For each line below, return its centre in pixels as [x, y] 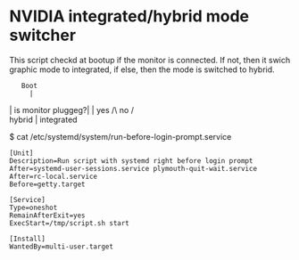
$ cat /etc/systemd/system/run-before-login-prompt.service [120, 136]
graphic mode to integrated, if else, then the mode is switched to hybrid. [142, 69]
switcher [43, 35]
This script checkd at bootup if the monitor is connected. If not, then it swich [150, 60]
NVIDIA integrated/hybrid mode [129, 16]
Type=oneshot [33, 207]
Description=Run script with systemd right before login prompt [131, 161]
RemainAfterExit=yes [48, 215]
